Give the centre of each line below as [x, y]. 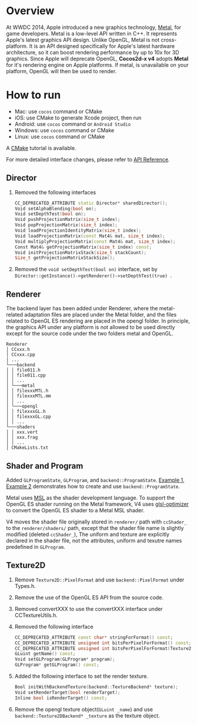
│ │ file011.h [24, 370]
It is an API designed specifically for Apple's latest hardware [102, 46]
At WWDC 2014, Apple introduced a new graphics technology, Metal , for [94, 27]
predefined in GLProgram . [36, 547]
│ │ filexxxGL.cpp [29, 417]
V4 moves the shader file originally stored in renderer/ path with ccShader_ [96, 522]
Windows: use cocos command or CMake [64, 130]
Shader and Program [45, 466]
